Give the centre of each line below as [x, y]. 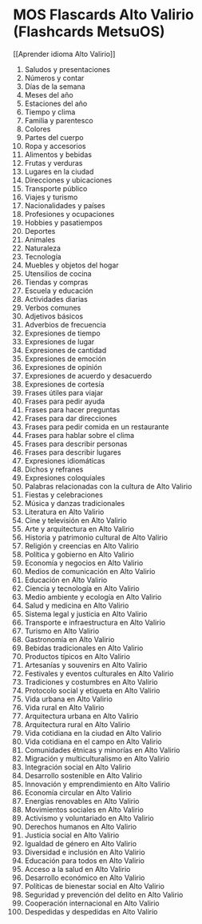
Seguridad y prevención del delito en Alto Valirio [104, 894]
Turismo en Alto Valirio [62, 631]
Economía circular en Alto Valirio [78, 792]
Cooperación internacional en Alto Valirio [92, 903]
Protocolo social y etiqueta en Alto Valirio [92, 690]
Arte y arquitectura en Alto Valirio [79, 528]
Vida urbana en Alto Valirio [68, 699]
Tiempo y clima [50, 112]
